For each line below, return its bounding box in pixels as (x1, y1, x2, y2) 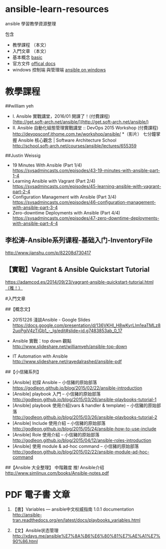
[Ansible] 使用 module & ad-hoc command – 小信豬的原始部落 (12, 443, 139, 449)
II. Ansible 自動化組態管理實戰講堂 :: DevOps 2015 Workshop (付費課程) (12, 125, 159, 131)
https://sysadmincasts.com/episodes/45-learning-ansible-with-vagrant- (12, 183, 162, 189)
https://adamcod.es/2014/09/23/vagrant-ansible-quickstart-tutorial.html (5, 279, 154, 285)
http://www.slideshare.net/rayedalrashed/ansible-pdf (12, 358, 122, 365)
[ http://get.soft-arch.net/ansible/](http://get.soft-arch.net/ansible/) (12, 119, 149, 125)
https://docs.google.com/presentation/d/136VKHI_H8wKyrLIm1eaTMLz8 (12, 322, 161, 328)
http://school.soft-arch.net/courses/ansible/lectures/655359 (12, 143, 137, 149)
